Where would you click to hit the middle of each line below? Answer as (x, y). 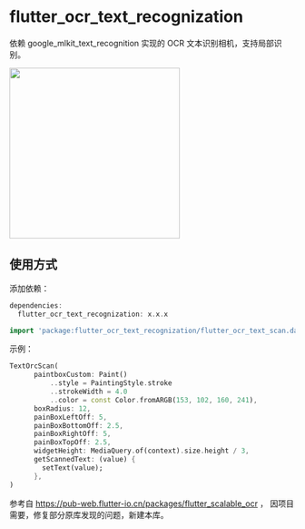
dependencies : (36, 305)
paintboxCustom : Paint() (80, 375)
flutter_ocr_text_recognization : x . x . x (93, 314)
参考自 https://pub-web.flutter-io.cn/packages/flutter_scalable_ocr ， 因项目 (152, 504)
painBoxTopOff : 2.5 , (72, 443)
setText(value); (73, 468)
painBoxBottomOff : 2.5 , (79, 425)
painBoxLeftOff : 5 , (70, 417)
